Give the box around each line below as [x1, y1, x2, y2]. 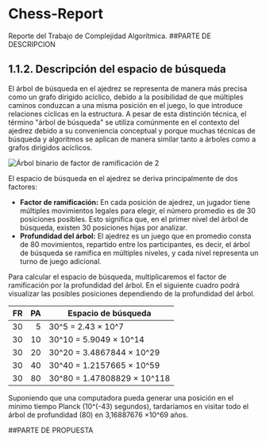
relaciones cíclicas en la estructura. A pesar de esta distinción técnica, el [8, 109, 247, 118]
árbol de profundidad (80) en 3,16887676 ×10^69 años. [8, 410, 189, 420]
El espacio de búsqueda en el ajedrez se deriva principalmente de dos [8, 173, 238, 183]
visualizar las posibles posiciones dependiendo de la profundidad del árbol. [8, 288, 256, 298]
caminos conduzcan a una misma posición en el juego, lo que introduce [8, 100, 243, 110]
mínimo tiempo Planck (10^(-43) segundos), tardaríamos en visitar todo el [8, 401, 249, 411]
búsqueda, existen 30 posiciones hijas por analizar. [19, 222, 188, 232]
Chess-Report [8, 5, 104, 23]
